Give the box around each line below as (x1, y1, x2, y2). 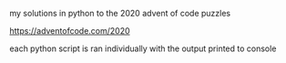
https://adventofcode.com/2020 (9, 26, 130, 36)
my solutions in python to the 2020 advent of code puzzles (9, 8, 231, 18)
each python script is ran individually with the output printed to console (9, 43, 277, 54)
